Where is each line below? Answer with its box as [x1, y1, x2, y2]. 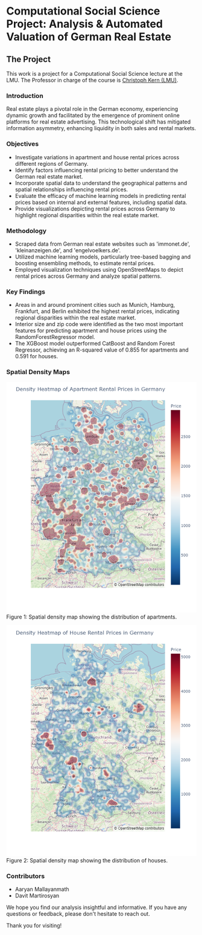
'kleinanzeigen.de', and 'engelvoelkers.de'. [14, 246, 121, 254]
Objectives [6, 140, 39, 148]
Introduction [6, 91, 43, 100]
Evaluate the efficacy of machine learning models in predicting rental [14, 192, 186, 199]
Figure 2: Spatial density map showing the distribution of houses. [6, 856, 168, 864]
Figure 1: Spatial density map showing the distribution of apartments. [6, 613, 177, 621]
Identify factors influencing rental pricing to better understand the [14, 166, 178, 174]
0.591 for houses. [14, 353, 58, 360]
